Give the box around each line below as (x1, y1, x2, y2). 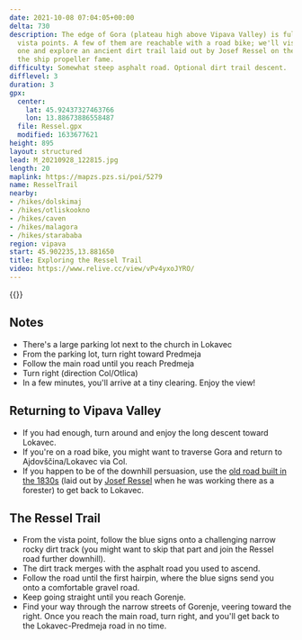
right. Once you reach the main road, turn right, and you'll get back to (22, 611, 280, 622)
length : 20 (9, 164, 50, 173)
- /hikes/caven (9, 213, 67, 223)
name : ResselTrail (9, 181, 78, 190)
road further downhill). (22, 554, 106, 564)
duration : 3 (9, 80, 54, 89)
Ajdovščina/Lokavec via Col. (22, 455, 128, 466)
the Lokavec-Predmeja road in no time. (22, 620, 167, 631)
